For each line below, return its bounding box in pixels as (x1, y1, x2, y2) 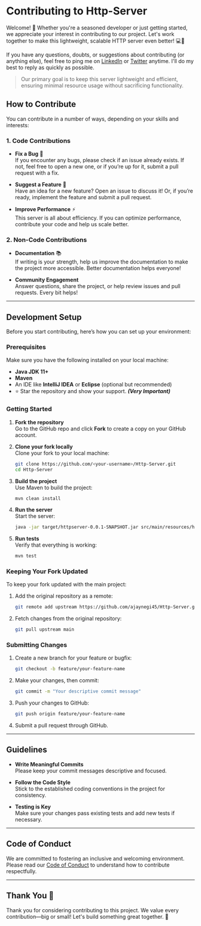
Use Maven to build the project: (14, 484, 93, 491)
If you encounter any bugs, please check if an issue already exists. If (14, 157, 184, 164)
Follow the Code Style (14, 778, 71, 786)
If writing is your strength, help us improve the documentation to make (14, 258, 188, 265)
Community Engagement (14, 276, 79, 283)
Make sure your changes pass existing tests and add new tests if (14, 809, 175, 817)
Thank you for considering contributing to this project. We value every (6, 906, 179, 913)
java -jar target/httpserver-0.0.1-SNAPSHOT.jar (14, 524, 139, 531)
